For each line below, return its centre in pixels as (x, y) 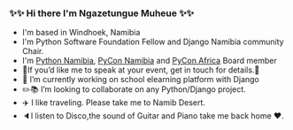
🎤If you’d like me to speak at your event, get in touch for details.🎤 (141, 70)
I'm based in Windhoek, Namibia (81, 33)
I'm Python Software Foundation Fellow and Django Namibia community (153, 42)
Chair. (33, 51)
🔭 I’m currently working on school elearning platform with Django (140, 80)
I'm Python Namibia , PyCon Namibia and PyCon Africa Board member (149, 61)
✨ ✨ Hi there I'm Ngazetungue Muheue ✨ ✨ (102, 13)
